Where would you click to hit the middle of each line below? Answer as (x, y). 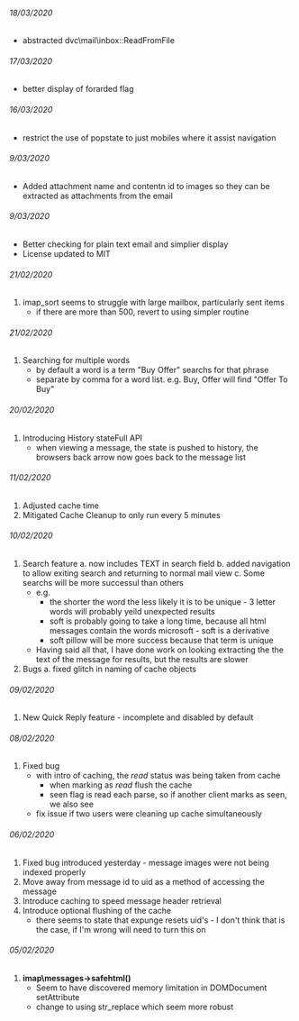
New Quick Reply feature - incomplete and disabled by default (138, 717)
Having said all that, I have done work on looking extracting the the (159, 650)
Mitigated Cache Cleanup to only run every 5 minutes (121, 515)
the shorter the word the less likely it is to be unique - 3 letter (163, 602)
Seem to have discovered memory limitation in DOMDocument (151, 988)
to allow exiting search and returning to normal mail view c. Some (144, 573)
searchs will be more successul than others (103, 583)
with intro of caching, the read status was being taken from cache (158, 776)
